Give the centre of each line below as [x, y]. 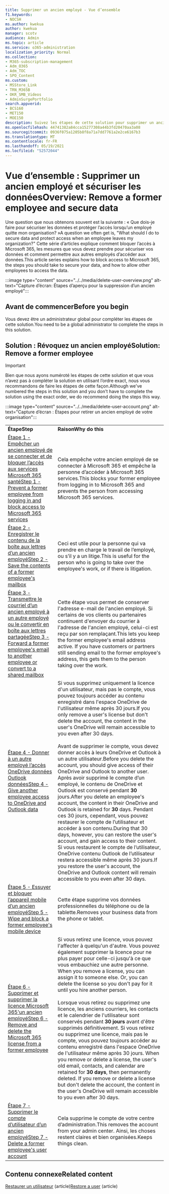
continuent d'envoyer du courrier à [99, 621]
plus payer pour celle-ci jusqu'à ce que [104, 959]
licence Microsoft [28, 1006]
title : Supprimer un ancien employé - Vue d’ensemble [63, 10]
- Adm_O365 [17, 66]
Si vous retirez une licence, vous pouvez [105, 939]
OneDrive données [30, 772]
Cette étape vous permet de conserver [103, 602]
